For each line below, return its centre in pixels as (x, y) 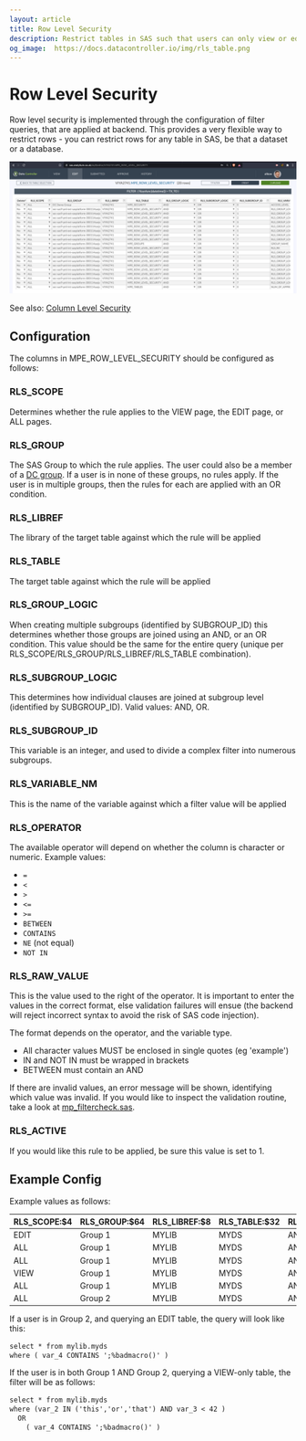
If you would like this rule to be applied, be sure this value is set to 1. (137, 1151)
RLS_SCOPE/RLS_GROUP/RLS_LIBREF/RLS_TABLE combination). (131, 654)
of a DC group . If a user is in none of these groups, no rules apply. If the (144, 474)
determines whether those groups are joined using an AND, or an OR (138, 634)
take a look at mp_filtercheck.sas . (72, 1107)
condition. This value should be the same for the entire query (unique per (147, 644)
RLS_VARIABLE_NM (53, 784)
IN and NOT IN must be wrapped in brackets (106, 1060)
